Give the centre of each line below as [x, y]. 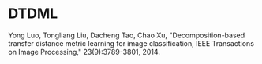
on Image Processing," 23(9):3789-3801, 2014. [84, 52]
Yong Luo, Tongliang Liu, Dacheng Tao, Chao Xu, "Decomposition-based [127, 35]
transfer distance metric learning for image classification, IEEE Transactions [131, 43]
